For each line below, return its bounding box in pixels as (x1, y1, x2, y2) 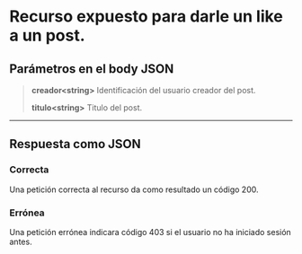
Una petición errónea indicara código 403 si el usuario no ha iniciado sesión (9, 226, 292, 237)
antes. (9, 236, 33, 247)
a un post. (9, 25, 85, 46)
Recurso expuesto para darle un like (9, 6, 283, 27)
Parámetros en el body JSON (9, 61, 174, 76)
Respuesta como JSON (9, 136, 141, 152)
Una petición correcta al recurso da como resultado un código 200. (9, 184, 259, 195)
